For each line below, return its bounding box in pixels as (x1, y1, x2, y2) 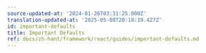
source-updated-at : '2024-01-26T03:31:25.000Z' (7, 10, 147, 17)
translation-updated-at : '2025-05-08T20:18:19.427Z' (7, 17, 162, 23)
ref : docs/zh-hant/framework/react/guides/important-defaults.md (7, 36, 199, 43)
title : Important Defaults (7, 29, 85, 36)
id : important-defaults (7, 23, 76, 30)
